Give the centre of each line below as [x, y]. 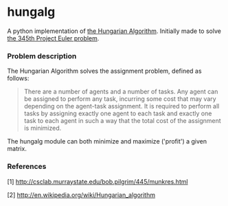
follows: [18, 78]
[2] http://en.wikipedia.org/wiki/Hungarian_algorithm [81, 195]
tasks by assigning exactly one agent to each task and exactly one [118, 113]
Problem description [42, 56]
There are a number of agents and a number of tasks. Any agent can [121, 92]
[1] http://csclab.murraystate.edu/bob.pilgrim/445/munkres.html [98, 181]
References [27, 167]
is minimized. [43, 128]
